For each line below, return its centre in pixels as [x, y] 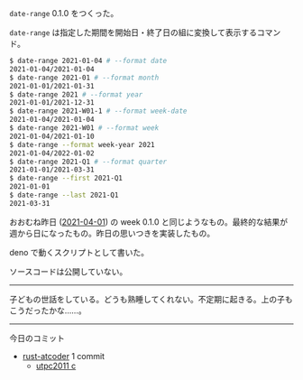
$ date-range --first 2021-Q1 [66, 179]
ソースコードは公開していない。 [69, 271]
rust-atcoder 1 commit [64, 356]
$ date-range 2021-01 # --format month [84, 78]
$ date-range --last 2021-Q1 [64, 195]
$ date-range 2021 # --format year [76, 94]
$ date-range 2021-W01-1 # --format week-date [98, 111]
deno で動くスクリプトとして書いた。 [79, 252]
